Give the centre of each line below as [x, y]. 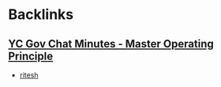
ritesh [29, 75]
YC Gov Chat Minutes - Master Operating [111, 44]
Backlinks [41, 15]
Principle [31, 56]
